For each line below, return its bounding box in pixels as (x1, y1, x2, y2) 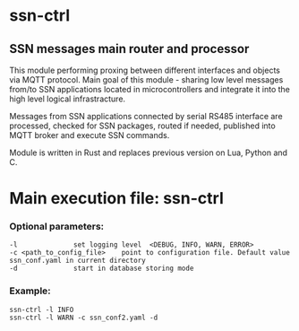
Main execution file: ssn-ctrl (9, 188, 224, 209)
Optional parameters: (9, 221, 105, 233)
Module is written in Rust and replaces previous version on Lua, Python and (9, 147, 288, 158)
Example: (9, 284, 51, 297)
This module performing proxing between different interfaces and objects (9, 65, 280, 75)
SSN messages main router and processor (9, 41, 250, 57)
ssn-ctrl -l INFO (9, 305, 74, 314)
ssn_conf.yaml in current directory (9, 257, 146, 266)
